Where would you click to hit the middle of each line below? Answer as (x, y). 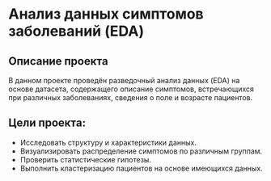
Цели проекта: (47, 123)
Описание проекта (58, 61)
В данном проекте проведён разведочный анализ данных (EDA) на (124, 80)
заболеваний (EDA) (76, 31)
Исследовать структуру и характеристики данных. (108, 142)
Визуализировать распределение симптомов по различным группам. (141, 151)
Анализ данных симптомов (106, 14)
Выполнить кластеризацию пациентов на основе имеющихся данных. (141, 168)
